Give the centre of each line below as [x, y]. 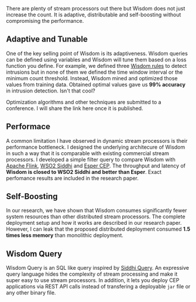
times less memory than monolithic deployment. [65, 235]
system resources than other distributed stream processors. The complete [96, 217]
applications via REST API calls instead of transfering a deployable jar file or [98, 287]
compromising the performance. [45, 21]
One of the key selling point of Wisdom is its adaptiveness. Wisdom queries [97, 53]
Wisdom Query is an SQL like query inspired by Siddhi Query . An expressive [97, 268]
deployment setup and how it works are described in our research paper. [94, 223]
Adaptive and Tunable [47, 40]
